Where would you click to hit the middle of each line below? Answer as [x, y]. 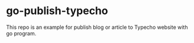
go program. [21, 33]
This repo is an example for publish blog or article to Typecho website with [97, 27]
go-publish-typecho [57, 11]
